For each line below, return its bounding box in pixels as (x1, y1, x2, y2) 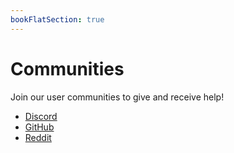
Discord (24, 110, 58, 122)
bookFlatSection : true (10, 14, 105, 25)
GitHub (24, 121, 55, 133)
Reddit (24, 131, 52, 143)
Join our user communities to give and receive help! (10, 91, 225, 103)
